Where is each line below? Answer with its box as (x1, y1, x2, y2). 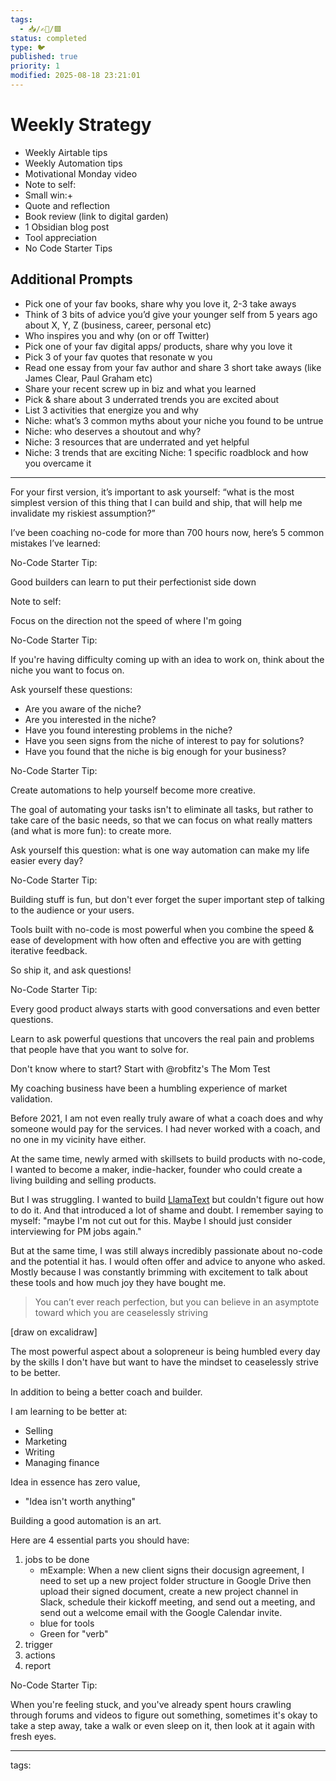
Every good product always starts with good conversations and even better (10, 1002, 321, 1015)
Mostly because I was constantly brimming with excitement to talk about (10, 1266, 308, 1278)
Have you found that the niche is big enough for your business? (24, 745, 287, 757)
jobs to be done (24, 1553, 90, 1565)
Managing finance (24, 1456, 100, 1468)
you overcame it (24, 457, 92, 469)
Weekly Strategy (10, 114, 152, 136)
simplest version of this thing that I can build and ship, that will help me (10, 496, 303, 508)
